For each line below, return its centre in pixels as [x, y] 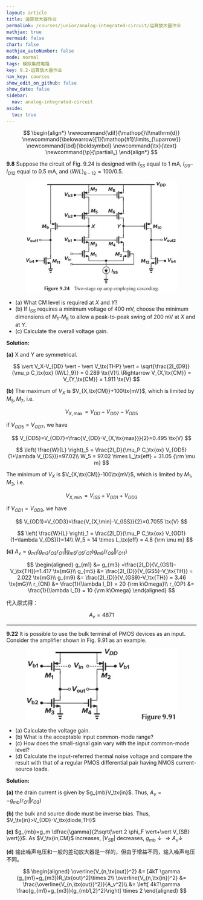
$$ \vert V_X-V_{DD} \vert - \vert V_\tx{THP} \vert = [76, 366]
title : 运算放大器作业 [32, 19]
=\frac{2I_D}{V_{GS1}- [149, 565]
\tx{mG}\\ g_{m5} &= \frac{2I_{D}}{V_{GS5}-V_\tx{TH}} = [123, 571]
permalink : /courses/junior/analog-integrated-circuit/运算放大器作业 [94, 25]
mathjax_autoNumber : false [40, 51]
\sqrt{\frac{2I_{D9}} [165, 366]
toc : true [24, 115]
